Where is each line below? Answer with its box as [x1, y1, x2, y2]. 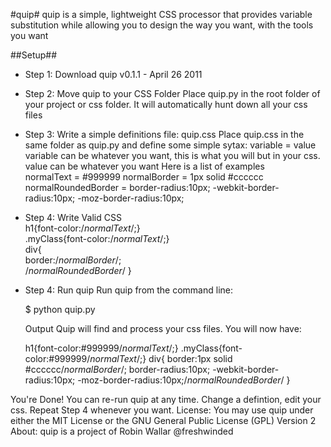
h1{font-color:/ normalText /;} [24, 222, 141, 234]
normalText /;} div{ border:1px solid [89, 353, 233, 364]
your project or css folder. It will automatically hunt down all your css [24, 99, 308, 110]
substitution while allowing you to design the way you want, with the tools [10, 19, 314, 31]
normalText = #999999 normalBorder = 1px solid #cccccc [24, 171, 264, 183]
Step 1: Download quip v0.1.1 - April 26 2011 [24, 69, 203, 80]
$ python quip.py [24, 304, 96, 315]
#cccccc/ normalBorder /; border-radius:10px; [24, 364, 211, 375]
